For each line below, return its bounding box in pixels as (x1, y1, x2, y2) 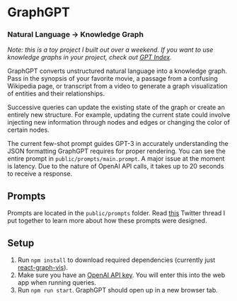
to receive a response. (7, 169, 73, 178)
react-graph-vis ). (17, 263, 69, 272)
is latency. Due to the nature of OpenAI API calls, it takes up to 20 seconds (7, 162, 224, 171)
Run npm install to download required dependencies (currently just (17, 256, 216, 264)
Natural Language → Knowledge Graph (7, 30, 144, 40)
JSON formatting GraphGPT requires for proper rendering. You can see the (7, 147, 226, 156)
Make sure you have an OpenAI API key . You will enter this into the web (17, 271, 226, 280)
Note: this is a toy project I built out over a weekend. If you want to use (7, 45, 214, 54)
